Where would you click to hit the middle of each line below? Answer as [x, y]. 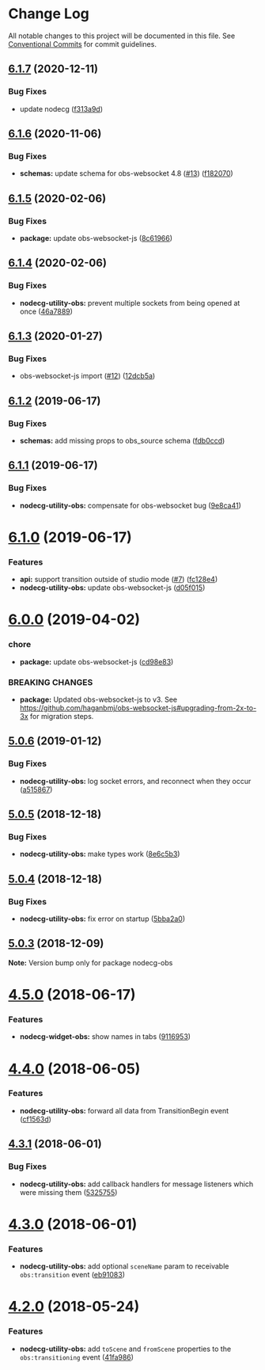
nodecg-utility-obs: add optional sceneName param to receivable [124, 1266]
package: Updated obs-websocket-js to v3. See [98, 700]
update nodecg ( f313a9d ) [61, 108]
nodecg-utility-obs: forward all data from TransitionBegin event [124, 1110]
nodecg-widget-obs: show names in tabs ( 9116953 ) [105, 1037]
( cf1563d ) [35, 1119]
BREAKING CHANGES [51, 682]
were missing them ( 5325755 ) [68, 1192]
